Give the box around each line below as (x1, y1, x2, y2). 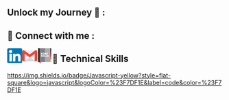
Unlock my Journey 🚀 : (7, 7, 106, 18)
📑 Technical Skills (52, 53, 129, 65)
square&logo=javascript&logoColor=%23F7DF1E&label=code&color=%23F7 (7, 78, 222, 86)
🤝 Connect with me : (7, 30, 95, 41)
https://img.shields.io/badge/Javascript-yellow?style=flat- (7, 71, 171, 79)
